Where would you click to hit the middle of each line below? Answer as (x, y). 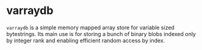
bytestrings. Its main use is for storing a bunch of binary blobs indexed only (101, 34)
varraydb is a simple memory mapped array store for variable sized (91, 27)
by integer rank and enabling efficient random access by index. (86, 40)
